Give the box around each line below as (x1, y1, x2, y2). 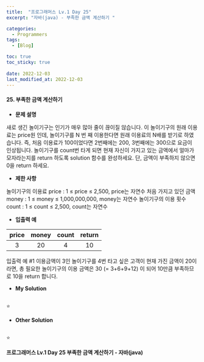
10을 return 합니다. (12, 272, 58, 280)
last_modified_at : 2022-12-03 (6, 76, 83, 82)
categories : (6, 26, 37, 32)
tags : (6, 37, 20, 43)
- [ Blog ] (12, 43, 34, 49)
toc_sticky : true (6, 59, 51, 65)
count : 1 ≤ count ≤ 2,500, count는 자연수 (6, 202, 108, 210)
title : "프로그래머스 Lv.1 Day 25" (6, 9, 92, 15)
